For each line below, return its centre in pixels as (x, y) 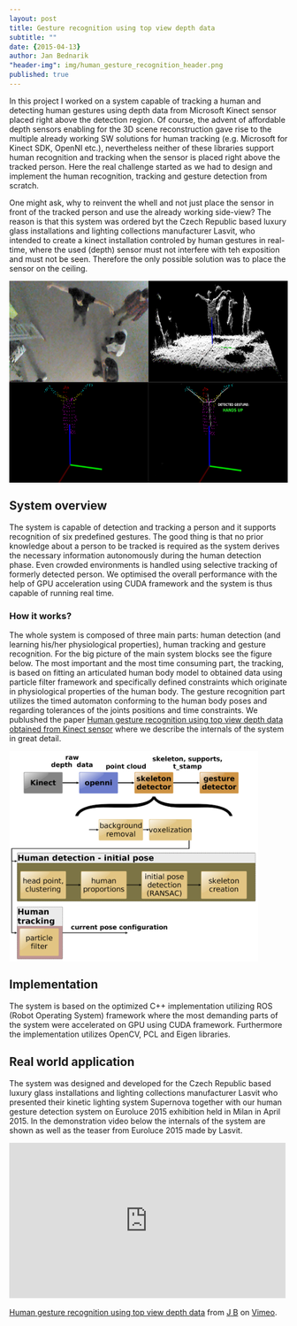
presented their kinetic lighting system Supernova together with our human (146, 1102)
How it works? (41, 616)
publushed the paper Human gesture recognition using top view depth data (146, 719)
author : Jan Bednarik (49, 56)
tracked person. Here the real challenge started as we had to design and (141, 166)
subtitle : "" (33, 37)
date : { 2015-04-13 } (45, 47)
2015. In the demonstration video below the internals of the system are (137, 1121)
